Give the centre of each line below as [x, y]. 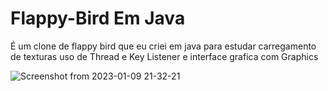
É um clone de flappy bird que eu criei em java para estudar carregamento [163, 46]
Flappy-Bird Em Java [98, 18]
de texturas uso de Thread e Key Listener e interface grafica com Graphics [164, 56]
